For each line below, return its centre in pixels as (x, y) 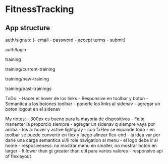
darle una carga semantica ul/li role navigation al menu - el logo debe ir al (81, 140)
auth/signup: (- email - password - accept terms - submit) (65, 40)
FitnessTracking (40, 9)
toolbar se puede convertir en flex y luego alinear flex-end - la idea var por (83, 135)
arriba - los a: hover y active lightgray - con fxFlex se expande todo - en (80, 130)
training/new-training (27, 79)
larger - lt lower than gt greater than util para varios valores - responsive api (84, 151)
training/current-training (30, 69)
